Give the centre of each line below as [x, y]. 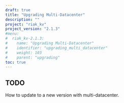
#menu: [12, 34]
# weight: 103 [24, 53]
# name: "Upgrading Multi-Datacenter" [50, 43]
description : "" [22, 19]
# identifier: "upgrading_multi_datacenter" [57, 48]
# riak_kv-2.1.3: [25, 39]
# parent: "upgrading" [33, 57]
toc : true [16, 62]
